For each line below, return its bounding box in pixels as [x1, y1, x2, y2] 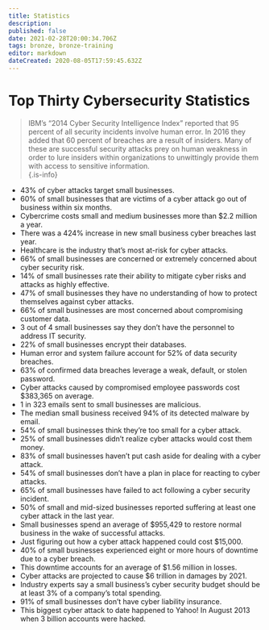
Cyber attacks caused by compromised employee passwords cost [19, 382, 240, 392]
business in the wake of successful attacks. [19, 528, 165, 537]
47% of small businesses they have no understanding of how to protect [19, 288, 258, 298]
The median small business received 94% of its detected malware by [19, 408, 250, 418]
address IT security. [19, 331, 87, 340]
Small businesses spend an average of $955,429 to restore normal [19, 519, 242, 529]
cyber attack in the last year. [19, 511, 114, 520]
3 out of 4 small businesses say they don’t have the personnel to [19, 322, 235, 332]
